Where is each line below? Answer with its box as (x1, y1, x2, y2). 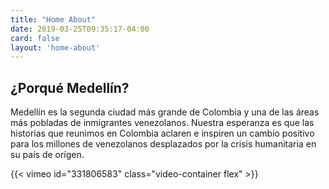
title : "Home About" (10, 14, 97, 25)
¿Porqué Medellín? (10, 79, 130, 96)
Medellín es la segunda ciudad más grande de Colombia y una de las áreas (10, 106, 320, 118)
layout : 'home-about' (10, 42, 101, 53)
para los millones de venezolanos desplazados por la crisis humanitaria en (10, 138, 317, 150)
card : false (10, 33, 60, 43)
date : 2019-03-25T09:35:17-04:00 (10, 24, 150, 34)
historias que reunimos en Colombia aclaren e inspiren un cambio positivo (10, 127, 315, 140)
